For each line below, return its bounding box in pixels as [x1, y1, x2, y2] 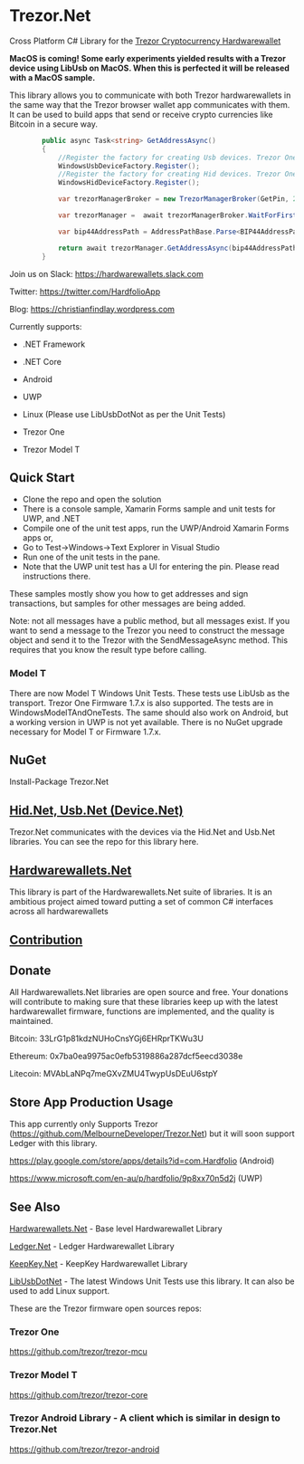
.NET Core [22, 356, 62, 367]
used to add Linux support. [9, 1285, 110, 1296]
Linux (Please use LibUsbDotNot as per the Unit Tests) [22, 408, 226, 419]
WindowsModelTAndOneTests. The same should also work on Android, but [9, 707, 289, 718]
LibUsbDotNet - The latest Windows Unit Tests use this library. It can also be [9, 1276, 295, 1287]
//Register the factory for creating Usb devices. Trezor [57, 153, 281, 162]
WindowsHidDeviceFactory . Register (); [57, 178, 201, 187]
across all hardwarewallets [9, 906, 109, 917]
